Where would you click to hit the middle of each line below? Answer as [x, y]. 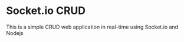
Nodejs [15, 33]
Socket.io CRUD [46, 11]
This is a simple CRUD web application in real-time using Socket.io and [92, 27]
